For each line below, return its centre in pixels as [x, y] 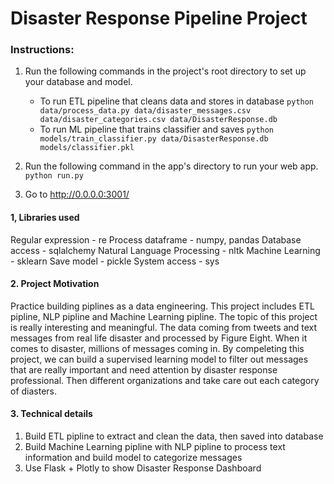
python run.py [54, 176]
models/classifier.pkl [87, 148]
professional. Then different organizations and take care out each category [165, 380]
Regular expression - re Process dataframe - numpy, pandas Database [156, 239]
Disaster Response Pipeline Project [159, 18]
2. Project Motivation [55, 284]
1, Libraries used [45, 218]
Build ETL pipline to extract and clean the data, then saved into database [174, 436]
